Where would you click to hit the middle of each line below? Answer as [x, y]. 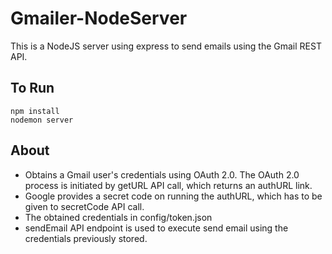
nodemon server [42, 120]
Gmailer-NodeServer [99, 18]
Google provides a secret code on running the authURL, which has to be [173, 196]
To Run [32, 88]
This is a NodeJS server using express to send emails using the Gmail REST [166, 46]
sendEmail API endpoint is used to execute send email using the [156, 228]
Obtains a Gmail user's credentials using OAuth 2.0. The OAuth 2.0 [162, 174]
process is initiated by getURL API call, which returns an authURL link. [168, 185]
